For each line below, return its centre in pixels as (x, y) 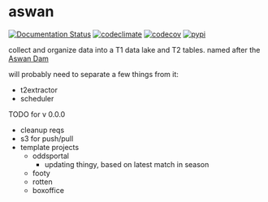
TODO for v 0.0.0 (37, 114)
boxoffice (48, 190)
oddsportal (50, 156)
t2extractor (39, 90)
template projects (50, 147)
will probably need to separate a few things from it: (93, 74)
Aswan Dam (28, 58)
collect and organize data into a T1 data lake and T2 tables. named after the (134, 49)
